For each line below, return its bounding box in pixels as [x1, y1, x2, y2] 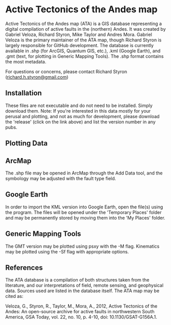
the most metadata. [5, 58, 47, 64]
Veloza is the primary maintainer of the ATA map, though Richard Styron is [5, 37, 162, 43]
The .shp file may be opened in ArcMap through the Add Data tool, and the [5, 170, 163, 176]
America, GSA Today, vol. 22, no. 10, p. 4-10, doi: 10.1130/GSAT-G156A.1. [5, 314, 157, 320]
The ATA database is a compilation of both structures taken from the [5, 277, 149, 283]
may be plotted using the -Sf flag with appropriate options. [5, 248, 129, 254]
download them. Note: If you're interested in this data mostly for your [5, 107, 151, 114]
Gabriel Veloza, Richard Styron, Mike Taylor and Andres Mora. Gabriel [5, 31, 153, 37]
